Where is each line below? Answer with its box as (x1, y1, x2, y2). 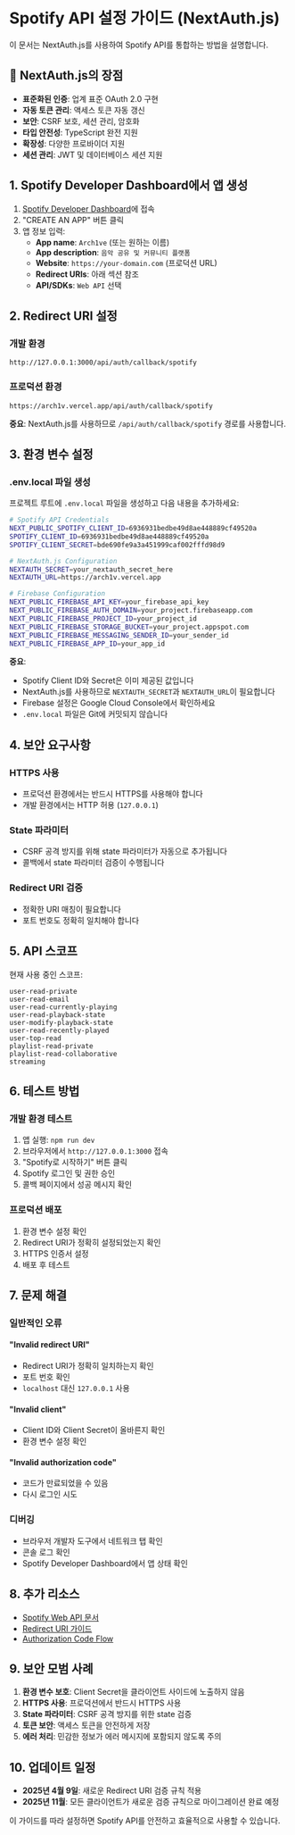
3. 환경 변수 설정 (9, 446, 94, 462)
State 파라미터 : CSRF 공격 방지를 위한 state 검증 (21, 1709, 193, 1720)
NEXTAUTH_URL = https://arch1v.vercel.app (9, 573, 162, 582)
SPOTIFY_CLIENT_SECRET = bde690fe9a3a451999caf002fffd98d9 (9, 540, 225, 549)
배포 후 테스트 (21, 1259, 70, 1270)
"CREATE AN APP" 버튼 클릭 (21, 214, 125, 225)
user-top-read (9, 1033, 62, 1043)
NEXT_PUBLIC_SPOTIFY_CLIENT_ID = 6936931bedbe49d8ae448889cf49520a (9, 524, 257, 533)
